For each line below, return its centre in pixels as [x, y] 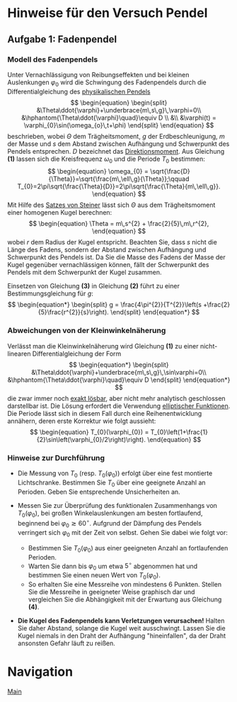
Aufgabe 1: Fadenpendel [62, 39]
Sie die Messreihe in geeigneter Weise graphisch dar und [111, 591]
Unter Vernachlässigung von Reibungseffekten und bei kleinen [98, 74]
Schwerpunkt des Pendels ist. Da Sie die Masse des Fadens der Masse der [116, 257]
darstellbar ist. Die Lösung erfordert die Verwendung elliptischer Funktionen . [119, 406]
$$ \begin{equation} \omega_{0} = [98, 171]
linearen [19, 353]
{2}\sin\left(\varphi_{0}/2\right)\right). [91, 439]
